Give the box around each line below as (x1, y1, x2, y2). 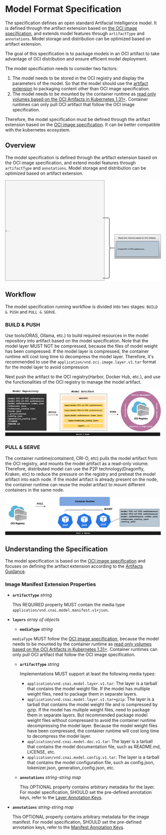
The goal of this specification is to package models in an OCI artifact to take (5, 51, 160, 57)
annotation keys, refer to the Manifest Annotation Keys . (12, 825, 124, 831)
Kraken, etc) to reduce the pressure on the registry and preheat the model (5, 471, 156, 477)
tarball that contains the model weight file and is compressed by (27, 702, 158, 707)
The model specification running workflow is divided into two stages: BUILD (5, 304, 158, 310)
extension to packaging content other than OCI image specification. (12, 85, 150, 91)
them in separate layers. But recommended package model (27, 712, 148, 718)
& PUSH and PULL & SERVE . (5, 309, 57, 315)
